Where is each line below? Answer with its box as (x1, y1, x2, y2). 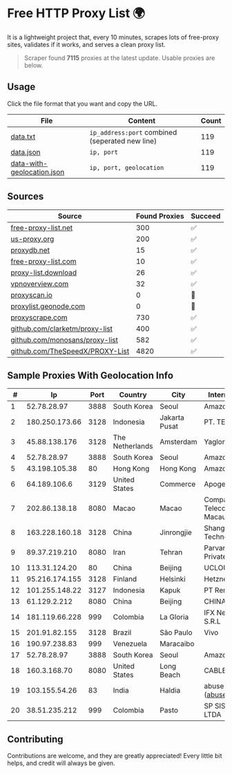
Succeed (191, 211, 221, 221)
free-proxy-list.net (10, 222, 73, 232)
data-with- (10, 158, 48, 168)
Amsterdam (159, 437, 197, 447)
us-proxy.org (10, 234, 55, 244)
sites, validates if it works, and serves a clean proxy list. (7, 40, 166, 48)
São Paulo (159, 628, 193, 637)
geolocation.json (10, 167, 65, 177)
